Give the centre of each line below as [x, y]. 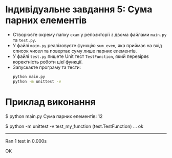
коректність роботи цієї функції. [48, 62]
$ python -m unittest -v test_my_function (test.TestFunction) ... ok [74, 126]
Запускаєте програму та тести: [47, 67]
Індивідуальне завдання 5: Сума [79, 9]
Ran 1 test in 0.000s [26, 141]
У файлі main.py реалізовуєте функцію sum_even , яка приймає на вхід [87, 45]
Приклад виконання [50, 102]
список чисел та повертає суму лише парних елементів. [75, 51]
